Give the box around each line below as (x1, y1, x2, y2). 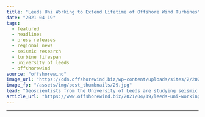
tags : (6, 20, 20, 26)
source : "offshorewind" (6, 71, 67, 77)
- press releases (12, 37, 56, 43)
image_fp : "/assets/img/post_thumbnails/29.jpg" (6, 82, 132, 89)
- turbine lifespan (12, 54, 62, 60)
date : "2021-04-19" (6, 15, 56, 21)
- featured (12, 25, 40, 32)
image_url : (6, 76, 34, 82)
